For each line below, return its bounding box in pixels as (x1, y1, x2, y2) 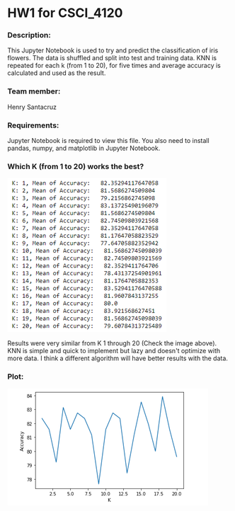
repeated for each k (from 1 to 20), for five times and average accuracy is (7, 62, 222, 70)
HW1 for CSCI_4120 (7, 5, 123, 21)
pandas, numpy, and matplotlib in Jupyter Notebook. (7, 144, 161, 153)
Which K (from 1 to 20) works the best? (7, 161, 144, 171)
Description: (7, 30, 51, 40)
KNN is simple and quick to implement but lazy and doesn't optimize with (7, 347, 221, 355)
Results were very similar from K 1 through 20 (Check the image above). (7, 339, 217, 348)
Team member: (7, 86, 61, 96)
